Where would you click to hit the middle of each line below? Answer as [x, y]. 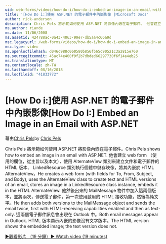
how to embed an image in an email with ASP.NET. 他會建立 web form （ [79, 155]
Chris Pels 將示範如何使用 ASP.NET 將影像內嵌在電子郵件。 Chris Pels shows [83, 149]
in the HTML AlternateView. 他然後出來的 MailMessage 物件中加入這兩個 [79, 190]
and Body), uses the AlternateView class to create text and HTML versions [81, 179]
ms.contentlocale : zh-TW [31, 65]
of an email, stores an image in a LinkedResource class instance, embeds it [82, 184]
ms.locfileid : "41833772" [32, 75]
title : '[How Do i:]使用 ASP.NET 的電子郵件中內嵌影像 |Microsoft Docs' [77, 14]
